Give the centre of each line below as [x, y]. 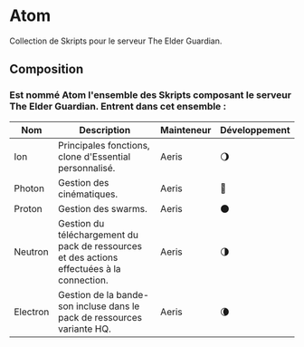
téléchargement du [98, 235]
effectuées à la [90, 268]
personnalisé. [87, 168]
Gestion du [81, 223]
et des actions [88, 257]
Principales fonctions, [104, 145]
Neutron [31, 252]
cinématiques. [88, 194]
